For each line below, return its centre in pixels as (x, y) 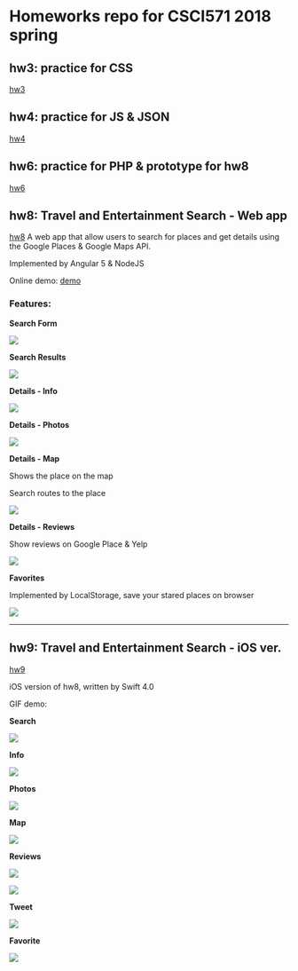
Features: (30, 304)
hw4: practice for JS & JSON (90, 117)
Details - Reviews (42, 526)
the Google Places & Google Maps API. (80, 247)
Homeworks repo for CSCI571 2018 (141, 16)
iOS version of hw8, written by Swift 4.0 (82, 686)
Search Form (33, 323)
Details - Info (33, 391)
